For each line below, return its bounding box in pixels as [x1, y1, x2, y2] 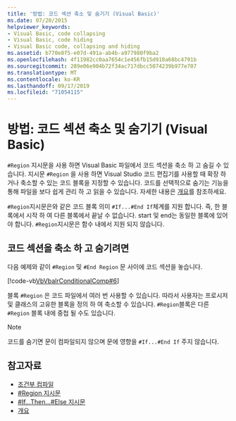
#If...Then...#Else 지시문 [17, 397, 86, 406]
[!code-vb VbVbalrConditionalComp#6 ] [7, 276, 120, 285]
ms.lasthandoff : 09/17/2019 [7, 82, 90, 89]
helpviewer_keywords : [7, 23, 71, 30]
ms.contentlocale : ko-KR [7, 75, 80, 83]
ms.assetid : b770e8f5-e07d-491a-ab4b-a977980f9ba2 [7, 50, 159, 57]
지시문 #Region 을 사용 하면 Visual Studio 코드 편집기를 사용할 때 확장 [27, 170, 219, 178]
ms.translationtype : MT [7, 69, 77, 76]
